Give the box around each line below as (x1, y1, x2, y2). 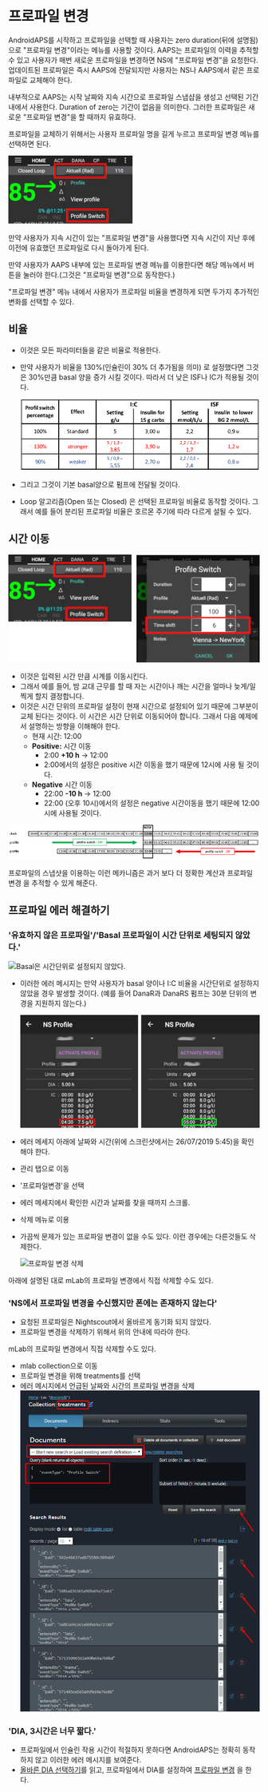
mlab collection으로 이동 (19, 1361, 98, 1371)
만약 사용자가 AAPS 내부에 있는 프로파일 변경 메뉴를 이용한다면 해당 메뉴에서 (8, 260, 246, 269)
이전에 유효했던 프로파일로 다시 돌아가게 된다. (8, 243, 149, 252)
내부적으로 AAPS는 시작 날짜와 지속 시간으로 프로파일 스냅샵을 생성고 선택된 (8, 92, 245, 101)
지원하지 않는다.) (34, 998, 87, 1007)
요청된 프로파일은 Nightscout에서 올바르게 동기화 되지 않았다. (19, 1317, 211, 1327)
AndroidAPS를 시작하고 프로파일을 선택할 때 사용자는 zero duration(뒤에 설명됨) (8, 35, 259, 45)
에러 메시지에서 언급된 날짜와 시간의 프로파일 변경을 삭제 (19, 1381, 195, 1391)
